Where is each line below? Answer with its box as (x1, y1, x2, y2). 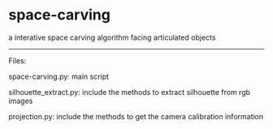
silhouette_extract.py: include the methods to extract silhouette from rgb (8, 87, 250, 97)
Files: (8, 55, 27, 66)
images (8, 96, 33, 105)
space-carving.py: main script (8, 71, 110, 81)
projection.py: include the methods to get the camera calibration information (8, 111, 264, 121)
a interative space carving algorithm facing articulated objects (8, 32, 216, 42)
